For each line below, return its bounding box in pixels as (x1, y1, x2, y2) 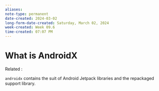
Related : (5, 66, 23, 72)
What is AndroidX (5, 50, 78, 61)
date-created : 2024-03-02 (5, 16, 57, 21)
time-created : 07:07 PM (5, 29, 53, 34)
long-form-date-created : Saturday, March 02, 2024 (5, 20, 109, 26)
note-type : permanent (5, 12, 49, 16)
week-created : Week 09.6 (5, 25, 55, 30)
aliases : (5, 7, 23, 12)
